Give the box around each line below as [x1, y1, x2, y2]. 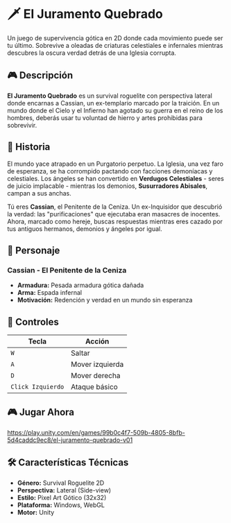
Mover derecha [70, 371, 121, 381]
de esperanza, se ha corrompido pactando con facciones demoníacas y [7, 166, 213, 175]
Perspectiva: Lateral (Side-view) [17, 486, 112, 494]
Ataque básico [70, 382, 118, 392]
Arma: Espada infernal [17, 289, 82, 297]
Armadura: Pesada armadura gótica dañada [17, 281, 144, 289]
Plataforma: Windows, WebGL [17, 501, 105, 509]
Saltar [70, 348, 90, 358]
